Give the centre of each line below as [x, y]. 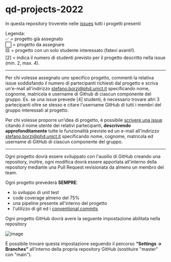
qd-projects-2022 [44, 9]
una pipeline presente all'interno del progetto [60, 203]
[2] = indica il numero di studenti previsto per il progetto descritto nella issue [85, 58]
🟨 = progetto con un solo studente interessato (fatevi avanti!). [70, 50]
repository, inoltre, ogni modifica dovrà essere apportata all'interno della [81, 162]
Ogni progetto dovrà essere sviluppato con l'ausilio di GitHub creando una [83, 156]
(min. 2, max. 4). [22, 63]
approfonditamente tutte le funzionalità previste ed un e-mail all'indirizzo [82, 130]
